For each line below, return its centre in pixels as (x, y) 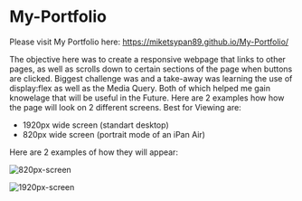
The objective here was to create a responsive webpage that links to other (148, 59)
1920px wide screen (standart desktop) (95, 125)
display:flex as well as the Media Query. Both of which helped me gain (140, 88)
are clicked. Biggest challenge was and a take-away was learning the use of (151, 78)
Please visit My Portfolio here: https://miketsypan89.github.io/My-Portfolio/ (149, 42)
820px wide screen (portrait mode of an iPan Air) (114, 134)
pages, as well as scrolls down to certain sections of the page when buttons (151, 69)
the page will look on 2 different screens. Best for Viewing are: (125, 107)
